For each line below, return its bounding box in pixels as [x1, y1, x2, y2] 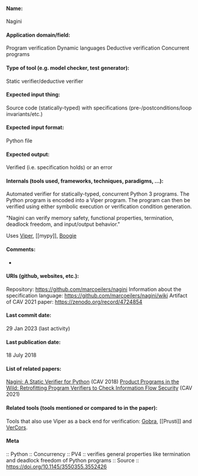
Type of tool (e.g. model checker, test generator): [6, 64, 130, 71]
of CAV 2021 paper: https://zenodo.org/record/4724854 [6, 298, 143, 305]
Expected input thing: [6, 91, 60, 98]
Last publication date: [6, 338, 61, 345]
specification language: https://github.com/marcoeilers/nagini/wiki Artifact [6, 292, 188, 299]
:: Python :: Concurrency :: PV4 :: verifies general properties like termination [6, 450, 190, 458]
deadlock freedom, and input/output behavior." [6, 221, 120, 228]
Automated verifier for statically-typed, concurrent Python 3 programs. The [6, 190, 190, 197]
